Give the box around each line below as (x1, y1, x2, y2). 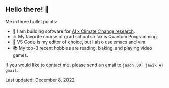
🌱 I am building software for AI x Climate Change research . (12, 28, 136, 34)
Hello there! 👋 (5, 5, 49, 14)
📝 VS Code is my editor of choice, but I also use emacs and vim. (12, 39, 147, 45)
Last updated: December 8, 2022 (5, 77, 75, 83)
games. (12, 52, 29, 58)
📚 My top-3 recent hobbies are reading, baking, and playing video (12, 45, 152, 51)
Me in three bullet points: (5, 18, 57, 24)
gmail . (5, 67, 18, 73)
